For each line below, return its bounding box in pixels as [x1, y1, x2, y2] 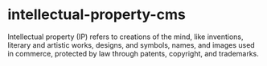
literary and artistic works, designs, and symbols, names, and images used [7, 40, 255, 49]
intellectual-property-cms [7, 6, 186, 24]
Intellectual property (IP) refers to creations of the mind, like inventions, [7, 32, 244, 41]
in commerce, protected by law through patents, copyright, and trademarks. [7, 49, 259, 58]
